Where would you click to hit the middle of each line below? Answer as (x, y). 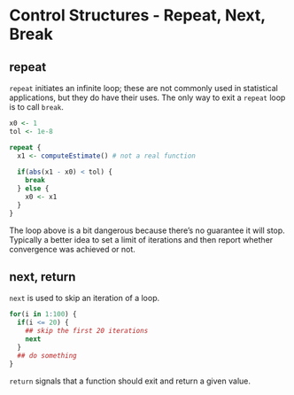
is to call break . (37, 107)
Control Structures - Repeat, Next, (137, 15)
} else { (33, 189)
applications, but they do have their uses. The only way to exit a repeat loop (147, 97)
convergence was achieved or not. (72, 249)
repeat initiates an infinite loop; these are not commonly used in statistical (144, 88)
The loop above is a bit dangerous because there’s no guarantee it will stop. (147, 230)
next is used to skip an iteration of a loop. (85, 298)
